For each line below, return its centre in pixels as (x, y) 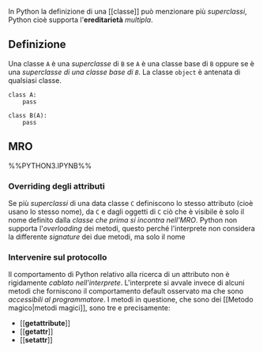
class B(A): (28, 115)
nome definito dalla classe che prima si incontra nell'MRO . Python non (123, 219)
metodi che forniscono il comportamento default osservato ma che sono (126, 291)
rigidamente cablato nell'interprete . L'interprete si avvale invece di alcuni (126, 283)
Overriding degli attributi (56, 186)
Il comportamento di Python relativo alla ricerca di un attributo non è (119, 275)
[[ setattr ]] (36, 340)
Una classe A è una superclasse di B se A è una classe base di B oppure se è (131, 63)
